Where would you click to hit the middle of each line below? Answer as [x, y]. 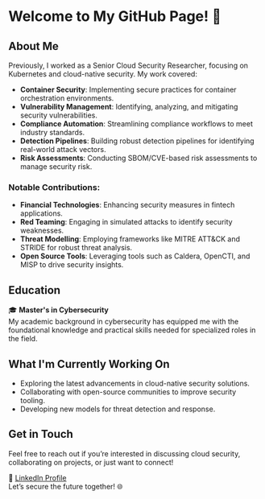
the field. [23, 339]
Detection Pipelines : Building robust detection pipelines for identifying [137, 141]
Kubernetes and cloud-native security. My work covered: [103, 74]
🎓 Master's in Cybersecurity [58, 310]
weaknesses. [42, 231]
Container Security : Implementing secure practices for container [128, 89]
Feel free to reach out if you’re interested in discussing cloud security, [124, 453]
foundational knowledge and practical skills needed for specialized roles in [132, 330]
